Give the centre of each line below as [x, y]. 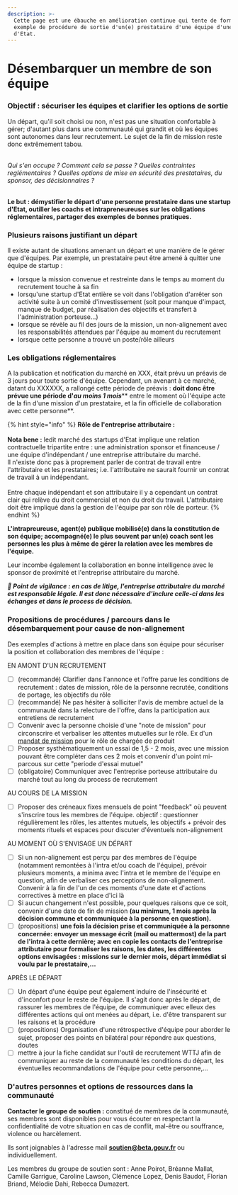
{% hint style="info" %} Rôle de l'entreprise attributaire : [91, 425]
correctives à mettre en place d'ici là [71, 896]
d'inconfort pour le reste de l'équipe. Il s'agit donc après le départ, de [119, 999]
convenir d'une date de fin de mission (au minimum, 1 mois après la [117, 911]
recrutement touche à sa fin [58, 287]
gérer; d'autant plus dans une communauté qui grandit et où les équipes [113, 129]
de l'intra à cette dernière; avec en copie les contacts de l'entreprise [120, 942]
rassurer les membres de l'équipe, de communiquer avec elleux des [117, 1007]
